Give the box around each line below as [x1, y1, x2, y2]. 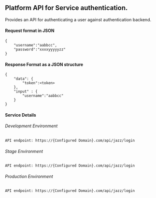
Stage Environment [5, 148, 43, 154]
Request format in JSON [5, 28, 55, 33]
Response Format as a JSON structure [5, 61, 84, 67]
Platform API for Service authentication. [5, 4, 128, 12]
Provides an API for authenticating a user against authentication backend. [5, 16, 151, 22]
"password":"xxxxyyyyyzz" [14, 47, 66, 52]
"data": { [14, 76, 34, 81]
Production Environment [5, 173, 53, 179]
